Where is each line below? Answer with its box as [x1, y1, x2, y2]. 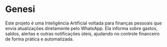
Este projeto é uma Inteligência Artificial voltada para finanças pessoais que [5, 20, 162, 26]
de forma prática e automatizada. [5, 36, 74, 42]
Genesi [5, 3, 36, 15]
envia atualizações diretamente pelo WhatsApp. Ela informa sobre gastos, [5, 25, 158, 31]
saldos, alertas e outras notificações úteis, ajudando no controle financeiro [5, 30, 160, 36]
